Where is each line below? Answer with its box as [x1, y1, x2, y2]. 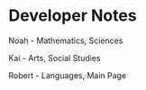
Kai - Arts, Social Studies [8, 52, 101, 63]
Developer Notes [8, 5, 137, 26]
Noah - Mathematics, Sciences [8, 35, 123, 46]
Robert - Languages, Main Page [8, 69, 127, 81]
